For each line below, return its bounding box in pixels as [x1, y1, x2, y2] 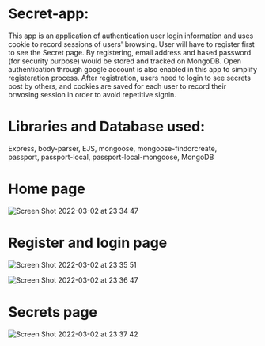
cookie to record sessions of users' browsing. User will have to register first [8, 39, 255, 48]
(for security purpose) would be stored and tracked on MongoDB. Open [8, 56, 242, 66]
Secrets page [8, 302, 97, 321]
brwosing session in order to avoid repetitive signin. [8, 89, 176, 99]
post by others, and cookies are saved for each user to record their [8, 81, 227, 91]
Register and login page [8, 234, 168, 252]
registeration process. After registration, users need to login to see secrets [8, 73, 252, 82]
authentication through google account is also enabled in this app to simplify [8, 64, 258, 74]
